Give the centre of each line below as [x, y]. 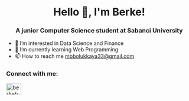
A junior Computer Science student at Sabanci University [99, 31]
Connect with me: [32, 74]
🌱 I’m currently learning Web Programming [66, 50]
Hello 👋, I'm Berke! [99, 12]
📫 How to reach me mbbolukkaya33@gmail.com [74, 56]
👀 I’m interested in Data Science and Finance [69, 43]
